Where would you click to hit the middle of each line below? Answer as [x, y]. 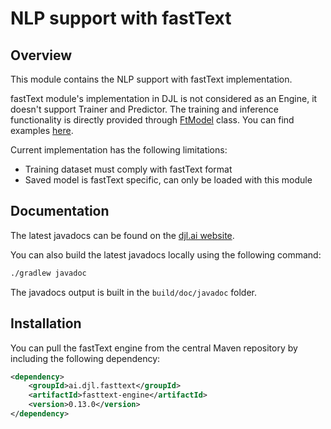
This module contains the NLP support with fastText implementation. [151, 79]
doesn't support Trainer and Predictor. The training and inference [144, 109]
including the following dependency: [85, 358]
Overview [41, 55]
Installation [46, 323]
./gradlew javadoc [48, 273]
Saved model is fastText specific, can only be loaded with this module [168, 180]
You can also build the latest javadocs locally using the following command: [166, 254]
